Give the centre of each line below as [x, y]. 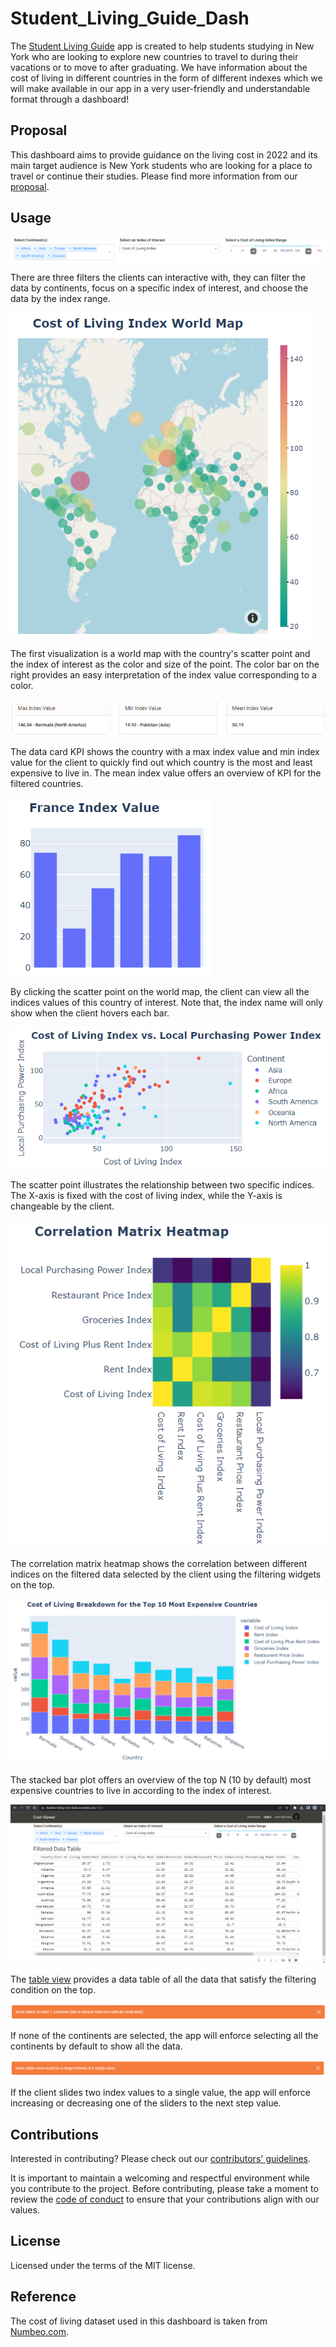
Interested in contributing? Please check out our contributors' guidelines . [161, 2159]
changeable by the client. [62, 1206]
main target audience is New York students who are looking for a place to [161, 165]
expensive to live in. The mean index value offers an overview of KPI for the [166, 773]
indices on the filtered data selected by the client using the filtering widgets [166, 1574]
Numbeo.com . [39, 2331]
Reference [43, 2297]
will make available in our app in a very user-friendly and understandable [160, 88]
